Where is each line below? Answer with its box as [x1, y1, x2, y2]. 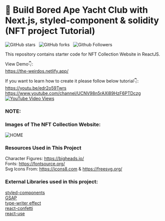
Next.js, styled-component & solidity [5, 15, 159, 26]
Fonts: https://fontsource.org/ [5, 161, 65, 167]
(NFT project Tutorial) [5, 26, 96, 36]
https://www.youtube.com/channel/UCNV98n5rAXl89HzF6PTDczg [5, 90, 141, 96]
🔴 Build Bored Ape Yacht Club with [5, 4, 148, 16]
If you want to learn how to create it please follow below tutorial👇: [5, 78, 139, 84]
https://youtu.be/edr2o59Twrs [5, 85, 66, 91]
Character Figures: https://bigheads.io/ [5, 156, 84, 161]
